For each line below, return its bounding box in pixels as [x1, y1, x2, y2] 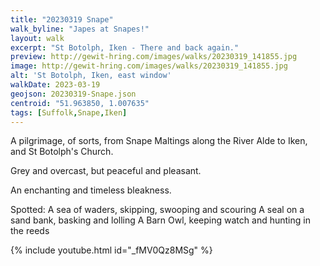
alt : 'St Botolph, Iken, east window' [10, 71, 172, 81]
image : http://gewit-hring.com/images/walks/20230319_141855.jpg [10, 61, 288, 71]
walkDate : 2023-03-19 [10, 80, 101, 90]
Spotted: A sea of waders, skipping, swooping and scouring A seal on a [10, 204, 305, 216]
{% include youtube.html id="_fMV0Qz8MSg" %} [10, 244, 213, 256]
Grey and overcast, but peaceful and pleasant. [10, 165, 202, 177]
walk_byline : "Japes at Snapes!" [10, 24, 150, 34]
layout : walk [10, 33, 65, 43]
